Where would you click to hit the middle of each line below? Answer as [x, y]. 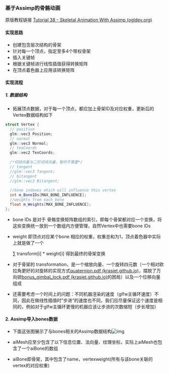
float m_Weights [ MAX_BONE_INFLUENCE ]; [51, 204]
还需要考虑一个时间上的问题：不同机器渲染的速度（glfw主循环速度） [83, 294]
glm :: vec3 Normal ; [29, 143]
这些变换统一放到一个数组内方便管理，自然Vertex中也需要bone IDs [81, 225]
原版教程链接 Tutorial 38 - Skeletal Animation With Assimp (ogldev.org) [79, 20]
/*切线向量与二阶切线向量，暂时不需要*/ [46, 162]
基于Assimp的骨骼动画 [33, 8]
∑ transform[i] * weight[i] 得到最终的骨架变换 [59, 253]
